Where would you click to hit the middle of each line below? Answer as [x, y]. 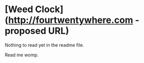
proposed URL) [37, 31]
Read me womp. [22, 55]
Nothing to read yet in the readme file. [44, 45]
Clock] [49, 9]
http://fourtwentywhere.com [71, 20]
